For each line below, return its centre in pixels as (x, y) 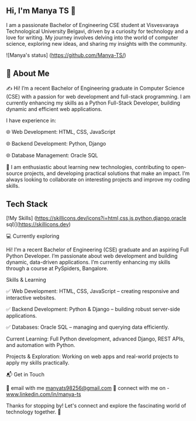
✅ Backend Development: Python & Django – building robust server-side (93, 309)
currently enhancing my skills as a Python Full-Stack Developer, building (93, 103)
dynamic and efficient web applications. (54, 109)
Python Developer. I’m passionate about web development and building (92, 256)
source (15, 173)
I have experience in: (31, 120)
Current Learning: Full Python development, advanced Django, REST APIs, (95, 339)
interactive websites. (31, 298)
